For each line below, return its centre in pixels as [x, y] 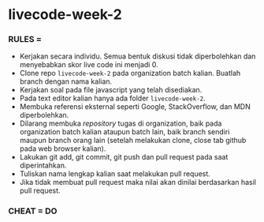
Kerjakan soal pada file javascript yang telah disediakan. [111, 90]
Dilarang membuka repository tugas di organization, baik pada [121, 123]
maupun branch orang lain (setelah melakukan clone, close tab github [133, 141]
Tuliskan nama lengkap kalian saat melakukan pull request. [115, 174]
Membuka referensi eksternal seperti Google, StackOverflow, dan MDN [135, 107]
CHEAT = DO [33, 211]
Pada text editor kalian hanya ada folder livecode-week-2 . [113, 98]
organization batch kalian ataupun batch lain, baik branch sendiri [125, 132]
